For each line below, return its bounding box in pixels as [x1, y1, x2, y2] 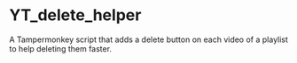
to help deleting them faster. [9, 43, 113, 53]
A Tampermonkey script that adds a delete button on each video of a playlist [9, 34, 288, 45]
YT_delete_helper [9, 5, 142, 25]
